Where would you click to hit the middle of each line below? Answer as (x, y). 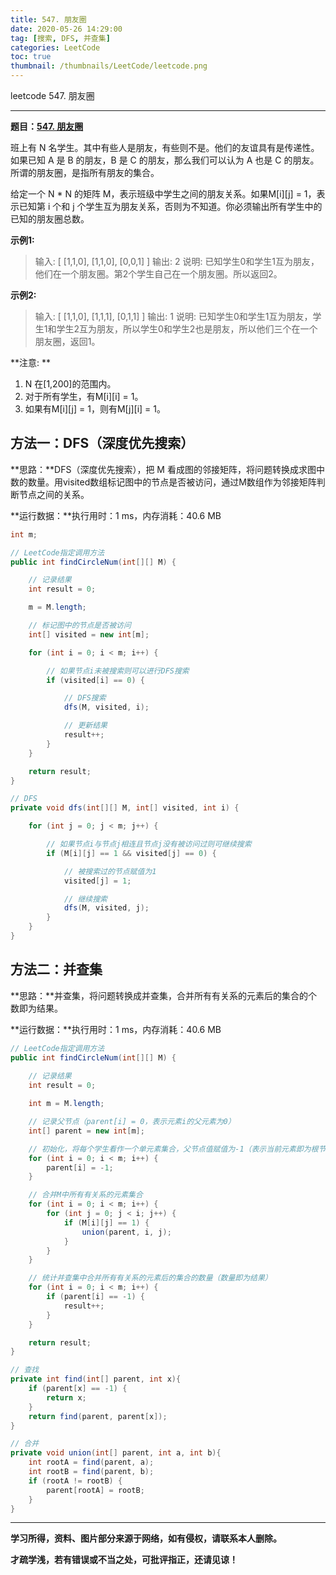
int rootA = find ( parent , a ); (91, 1462)
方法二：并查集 (56, 969)
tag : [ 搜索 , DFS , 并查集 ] (60, 38)
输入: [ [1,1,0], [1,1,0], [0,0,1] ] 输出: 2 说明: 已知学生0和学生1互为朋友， (177, 261)
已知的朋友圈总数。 (50, 219)
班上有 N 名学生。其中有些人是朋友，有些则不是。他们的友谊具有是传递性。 (165, 147)
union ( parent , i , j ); (126, 1232)
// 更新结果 (85, 726)
